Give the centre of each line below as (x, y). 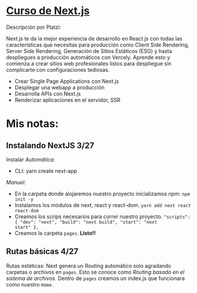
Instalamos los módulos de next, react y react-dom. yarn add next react (103, 205)
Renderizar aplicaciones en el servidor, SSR (67, 100)
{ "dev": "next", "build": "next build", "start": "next (86, 222)
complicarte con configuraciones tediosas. (58, 69)
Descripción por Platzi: (34, 27)
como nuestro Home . (30, 284)
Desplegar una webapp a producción (59, 87)
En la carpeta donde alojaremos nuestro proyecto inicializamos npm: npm (102, 194)
